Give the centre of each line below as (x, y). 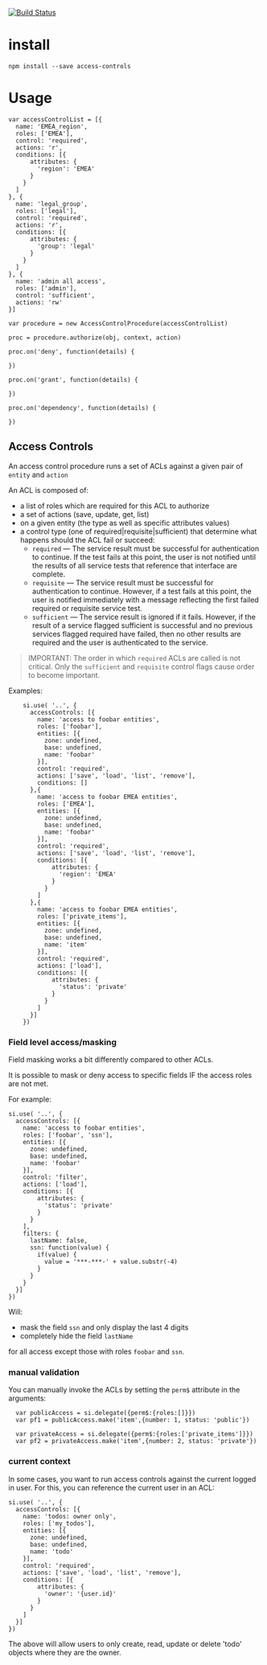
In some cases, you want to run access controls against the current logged (132, 1478)
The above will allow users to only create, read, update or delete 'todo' (125, 1643)
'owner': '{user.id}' (80, 1593)
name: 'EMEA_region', (52, 126)
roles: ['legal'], (47, 211)
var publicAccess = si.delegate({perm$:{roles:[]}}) (106, 1413)
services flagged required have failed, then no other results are (136, 634)
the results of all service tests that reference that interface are (134, 565)
